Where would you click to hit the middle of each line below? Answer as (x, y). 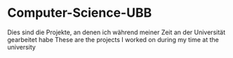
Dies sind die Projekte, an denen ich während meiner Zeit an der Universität (116, 32)
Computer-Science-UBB (80, 13)
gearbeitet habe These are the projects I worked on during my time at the (113, 39)
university (22, 47)
